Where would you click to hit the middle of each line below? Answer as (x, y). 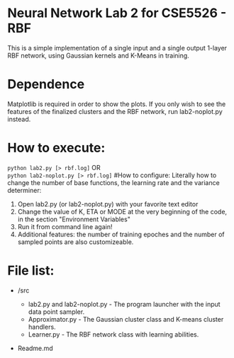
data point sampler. (56, 312)
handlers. (42, 327)
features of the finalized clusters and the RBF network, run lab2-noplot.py (115, 111)
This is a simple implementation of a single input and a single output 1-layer (117, 48)
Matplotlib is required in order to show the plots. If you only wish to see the (117, 104)
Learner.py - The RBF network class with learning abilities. (113, 334)
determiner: (24, 190)
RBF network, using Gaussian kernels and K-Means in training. (98, 56)
